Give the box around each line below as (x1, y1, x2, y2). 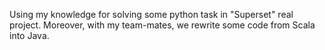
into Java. (9, 30, 50, 41)
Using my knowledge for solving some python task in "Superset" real (9, 9, 294, 20)
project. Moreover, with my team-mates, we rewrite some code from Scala (9, 19, 316, 31)
